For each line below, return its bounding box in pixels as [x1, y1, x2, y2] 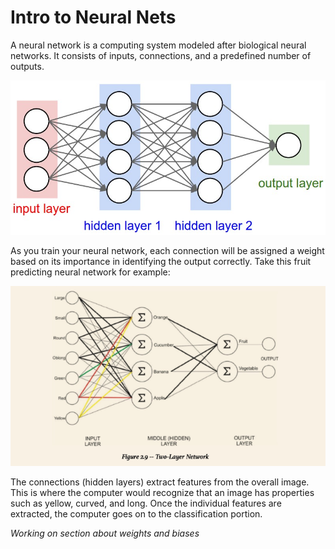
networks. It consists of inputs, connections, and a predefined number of [10, 49, 312, 61]
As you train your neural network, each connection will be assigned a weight [10, 245, 325, 257]
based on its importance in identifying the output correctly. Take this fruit [10, 256, 312, 268]
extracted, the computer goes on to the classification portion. [10, 507, 263, 520]
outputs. [10, 60, 45, 72]
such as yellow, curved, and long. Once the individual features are [10, 497, 282, 509]
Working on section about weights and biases [10, 527, 200, 539]
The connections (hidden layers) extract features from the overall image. [10, 476, 310, 488]
